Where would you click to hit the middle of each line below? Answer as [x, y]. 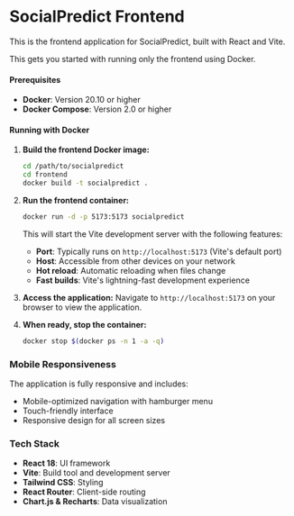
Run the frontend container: [75, 200]
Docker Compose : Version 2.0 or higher [97, 109]
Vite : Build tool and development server [96, 473]
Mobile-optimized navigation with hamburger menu [118, 402]
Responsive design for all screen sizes [93, 421]
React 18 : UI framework [66, 463]
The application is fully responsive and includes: [99, 384]
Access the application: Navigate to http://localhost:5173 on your [149, 297]
